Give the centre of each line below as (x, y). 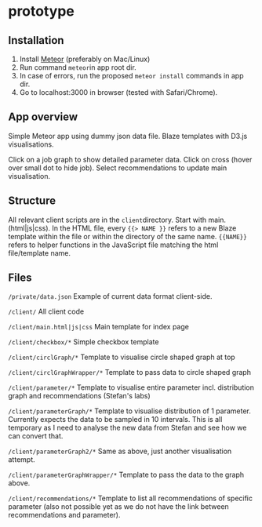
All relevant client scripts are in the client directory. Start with (107, 220)
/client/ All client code (46, 311)
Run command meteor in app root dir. (78, 67)
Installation (36, 40)
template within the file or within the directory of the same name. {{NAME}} (127, 236)
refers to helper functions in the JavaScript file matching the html (113, 245)
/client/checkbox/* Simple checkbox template (84, 342)
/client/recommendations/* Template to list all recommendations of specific (131, 498)
